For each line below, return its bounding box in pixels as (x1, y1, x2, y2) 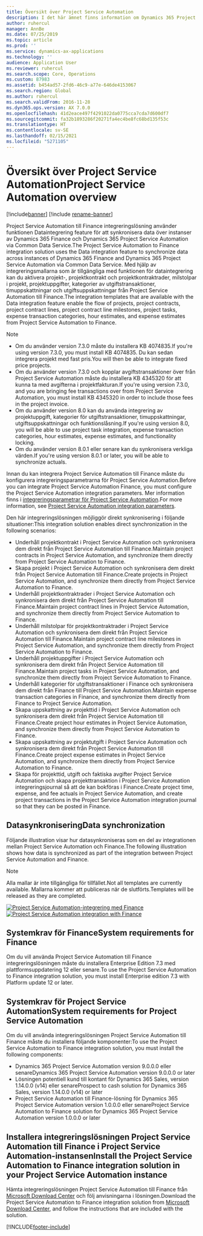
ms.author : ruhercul (6, 93, 59, 99)
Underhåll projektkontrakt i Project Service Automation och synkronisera (14, 538, 196, 546)
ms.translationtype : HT (6, 122, 66, 128)
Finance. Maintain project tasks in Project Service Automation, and (14, 667, 179, 675)
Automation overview (6, 190, 117, 204)
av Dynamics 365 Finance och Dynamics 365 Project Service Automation (6, 235, 188, 242)
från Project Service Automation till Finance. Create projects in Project (14, 570, 188, 578)
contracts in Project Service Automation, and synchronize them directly (14, 551, 193, 558)
